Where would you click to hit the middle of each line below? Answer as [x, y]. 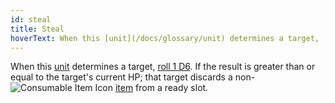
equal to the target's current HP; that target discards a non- [133, 77]
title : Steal [37, 29]
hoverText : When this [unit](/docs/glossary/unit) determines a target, [165, 38]
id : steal [31, 19]
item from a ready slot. [161, 88]
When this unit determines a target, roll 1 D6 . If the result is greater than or [163, 67]
